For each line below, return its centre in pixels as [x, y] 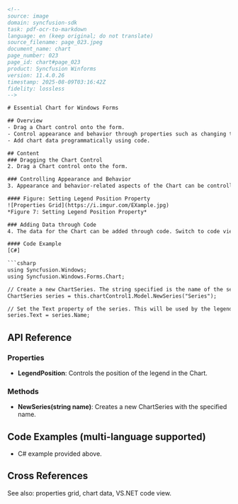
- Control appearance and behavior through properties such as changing [117, 134]
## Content [23, 153]
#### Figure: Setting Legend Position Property [79, 198]
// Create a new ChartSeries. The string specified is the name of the [115, 289]
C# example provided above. [60, 454]
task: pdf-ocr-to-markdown [47, 29]
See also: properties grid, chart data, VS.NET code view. [90, 493]
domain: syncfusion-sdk [42, 23]
